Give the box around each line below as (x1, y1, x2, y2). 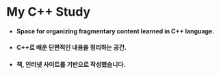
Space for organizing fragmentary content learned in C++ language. (16, 27, 215, 35)
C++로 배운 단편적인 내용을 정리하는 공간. (16, 44, 127, 52)
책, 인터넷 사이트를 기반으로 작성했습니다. (16, 60, 126, 68)
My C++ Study (6, 4, 91, 20)
